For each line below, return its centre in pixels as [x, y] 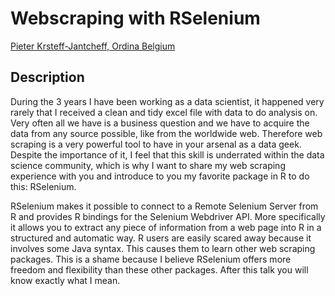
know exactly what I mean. [65, 280]
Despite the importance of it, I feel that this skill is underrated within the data [167, 154]
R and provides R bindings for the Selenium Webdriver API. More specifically [168, 216]
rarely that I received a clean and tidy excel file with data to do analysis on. [164, 112]
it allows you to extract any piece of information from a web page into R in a [166, 227]
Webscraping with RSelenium [135, 18]
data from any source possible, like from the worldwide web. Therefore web [166, 133]
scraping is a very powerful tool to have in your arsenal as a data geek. [156, 144]
